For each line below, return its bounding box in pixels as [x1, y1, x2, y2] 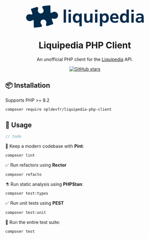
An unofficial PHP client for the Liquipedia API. [36, 56, 133, 62]
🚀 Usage [5, 121, 32, 129]
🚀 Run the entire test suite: [5, 219, 61, 225]
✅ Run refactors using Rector [5, 162, 67, 168]
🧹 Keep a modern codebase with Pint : [5, 143, 84, 149]
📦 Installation [5, 81, 51, 90]
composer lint [5, 153, 35, 158]
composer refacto [5, 172, 42, 177]
